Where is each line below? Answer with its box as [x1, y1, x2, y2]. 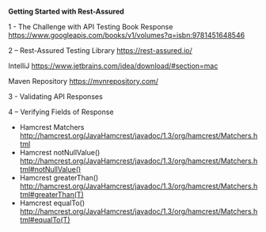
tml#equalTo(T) [19, 215, 70, 224]
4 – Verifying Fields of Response [8, 107, 114, 116]
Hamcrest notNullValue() [19, 148, 101, 157]
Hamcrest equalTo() [19, 198, 85, 207]
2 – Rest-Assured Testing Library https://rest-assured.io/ [8, 46, 192, 55]
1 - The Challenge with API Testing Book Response [8, 22, 173, 31]
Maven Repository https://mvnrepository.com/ [8, 77, 159, 86]
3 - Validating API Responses [8, 92, 103, 101]
